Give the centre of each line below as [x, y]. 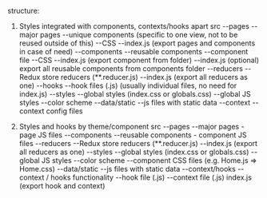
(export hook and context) [62, 186]
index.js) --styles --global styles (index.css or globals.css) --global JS [135, 94]
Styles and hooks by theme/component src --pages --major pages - [132, 127]
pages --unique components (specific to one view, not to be [139, 35]
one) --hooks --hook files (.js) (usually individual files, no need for [128, 85]
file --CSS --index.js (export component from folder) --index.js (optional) [139, 60]
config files [64, 111]
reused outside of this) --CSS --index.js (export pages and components [137, 43]
